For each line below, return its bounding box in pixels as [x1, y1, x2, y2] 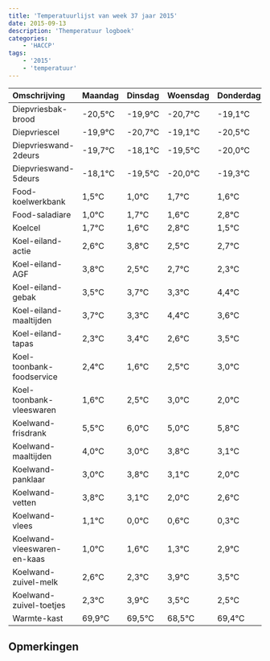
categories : [8, 34, 48, 43]
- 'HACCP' [22, 42, 56, 50]
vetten [12, 497, 37, 508]
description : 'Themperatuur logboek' [8, 27, 135, 35]
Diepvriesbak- [12, 103, 68, 114]
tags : [8, 49, 27, 57]
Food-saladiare [12, 209, 72, 220]
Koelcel [12, 222, 41, 233]
